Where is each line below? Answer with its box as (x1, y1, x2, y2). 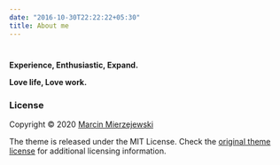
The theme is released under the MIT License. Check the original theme (9, 136, 271, 146)
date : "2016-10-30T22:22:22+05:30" (9, 12, 141, 22)
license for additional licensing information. (9, 145, 167, 156)
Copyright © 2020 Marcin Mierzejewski (9, 119, 153, 130)
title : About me (9, 21, 69, 30)
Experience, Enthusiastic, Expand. (9, 59, 139, 70)
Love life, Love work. (9, 76, 87, 87)
